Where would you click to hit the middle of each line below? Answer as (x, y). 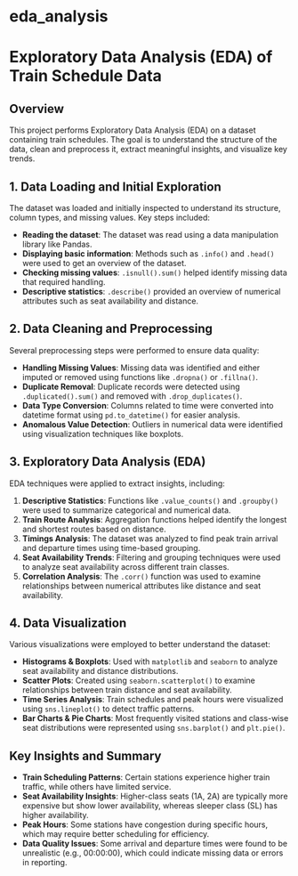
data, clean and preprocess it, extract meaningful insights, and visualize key (148, 150)
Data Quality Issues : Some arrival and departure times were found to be (154, 844)
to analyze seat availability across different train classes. (125, 566)
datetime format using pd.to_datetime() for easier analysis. (131, 415)
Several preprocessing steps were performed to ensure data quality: (134, 350)
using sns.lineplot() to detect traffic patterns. (108, 709)
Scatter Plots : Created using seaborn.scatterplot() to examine (138, 681)
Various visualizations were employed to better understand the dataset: (140, 645)
